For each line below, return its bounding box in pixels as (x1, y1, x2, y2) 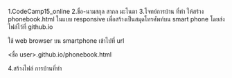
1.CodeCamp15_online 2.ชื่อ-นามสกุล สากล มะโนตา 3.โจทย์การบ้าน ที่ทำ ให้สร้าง (8, 8, 204, 15)
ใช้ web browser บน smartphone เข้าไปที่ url (8, 37, 125, 45)
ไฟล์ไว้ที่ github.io (8, 23, 53, 31)
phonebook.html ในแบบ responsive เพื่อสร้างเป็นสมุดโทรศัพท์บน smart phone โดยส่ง (8, 15, 225, 23)
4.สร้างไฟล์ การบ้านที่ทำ (8, 64, 62, 72)
